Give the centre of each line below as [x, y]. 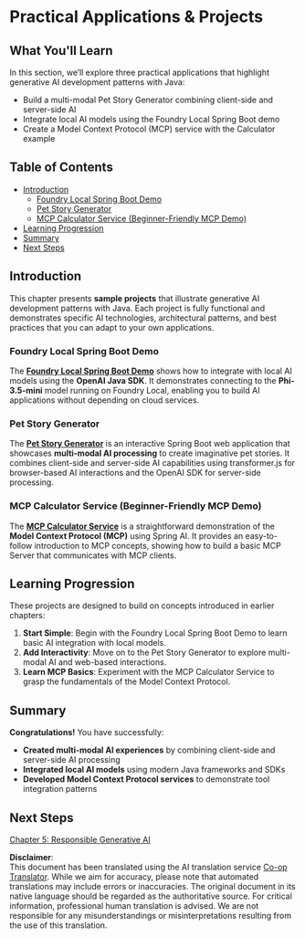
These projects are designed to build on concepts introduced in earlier [142, 606]
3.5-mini [26, 390]
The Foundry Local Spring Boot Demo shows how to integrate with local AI [151, 371]
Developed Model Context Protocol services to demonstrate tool [146, 779]
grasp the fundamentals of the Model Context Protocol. [126, 681]
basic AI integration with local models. [94, 643]
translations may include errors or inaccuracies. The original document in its [152, 886]
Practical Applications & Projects [137, 17]
